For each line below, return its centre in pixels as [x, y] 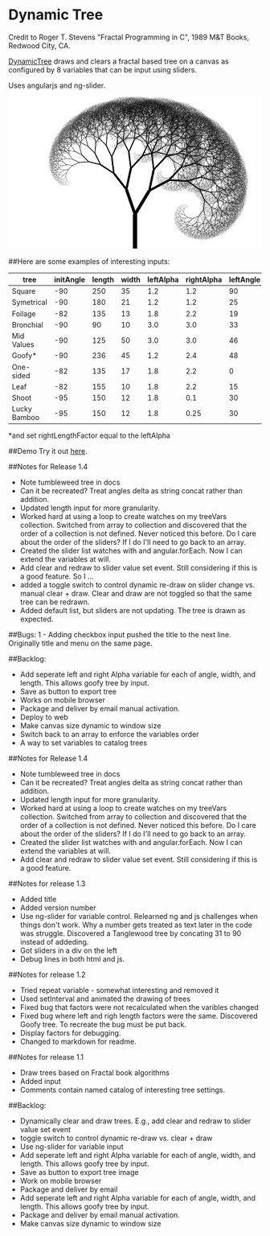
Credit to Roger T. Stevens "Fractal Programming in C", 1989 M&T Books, [129, 37]
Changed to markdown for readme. [78, 1041]
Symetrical [30, 303]
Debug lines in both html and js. [72, 958]
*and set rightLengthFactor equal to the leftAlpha [90, 435]
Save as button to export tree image [79, 1172]
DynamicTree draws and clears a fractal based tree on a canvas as [119, 61]
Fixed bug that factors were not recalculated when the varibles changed [139, 1007]
